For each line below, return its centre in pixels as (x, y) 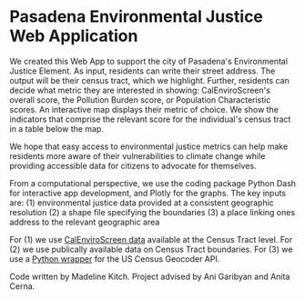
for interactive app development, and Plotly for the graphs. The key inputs (148, 193)
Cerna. (22, 286)
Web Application (74, 36)
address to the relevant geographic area (85, 222)
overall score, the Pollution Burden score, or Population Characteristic (140, 100)
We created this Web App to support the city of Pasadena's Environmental (149, 61)
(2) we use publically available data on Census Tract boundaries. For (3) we (151, 249)
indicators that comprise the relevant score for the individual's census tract (150, 119)
